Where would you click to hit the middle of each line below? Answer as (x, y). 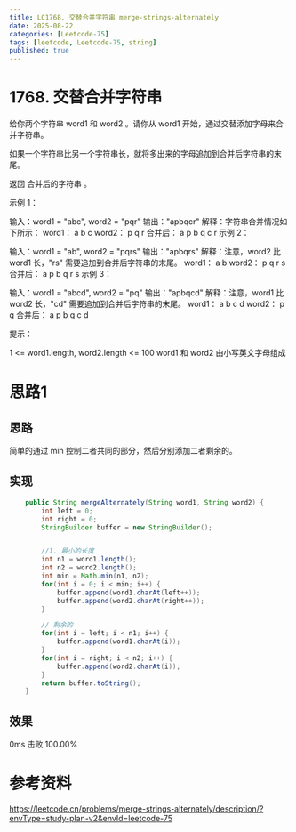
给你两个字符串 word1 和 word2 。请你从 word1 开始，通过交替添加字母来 (143, 124)
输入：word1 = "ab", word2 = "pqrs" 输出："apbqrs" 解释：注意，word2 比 (145, 252)
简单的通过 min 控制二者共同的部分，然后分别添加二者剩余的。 (123, 451)
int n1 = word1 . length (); (89, 560)
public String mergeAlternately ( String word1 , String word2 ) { (145, 502)
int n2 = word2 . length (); (89, 568)
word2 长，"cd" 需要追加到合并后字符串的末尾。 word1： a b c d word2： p (147, 304)
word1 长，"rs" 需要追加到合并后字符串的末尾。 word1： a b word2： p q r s (148, 263)
